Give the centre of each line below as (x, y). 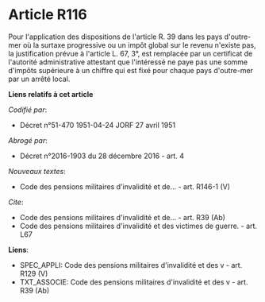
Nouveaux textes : (37, 171)
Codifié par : (28, 110)
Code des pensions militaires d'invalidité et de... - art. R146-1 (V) (125, 186)
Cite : (16, 202)
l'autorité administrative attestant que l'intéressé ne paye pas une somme (128, 62)
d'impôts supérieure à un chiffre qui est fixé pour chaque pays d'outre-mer (131, 70)
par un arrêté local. (39, 79)
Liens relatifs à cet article (51, 94)
